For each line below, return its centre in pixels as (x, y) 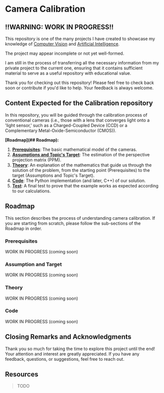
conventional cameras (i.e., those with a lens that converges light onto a (77, 120)
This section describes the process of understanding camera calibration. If (80, 218)
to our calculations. (31, 191)
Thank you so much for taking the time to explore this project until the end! (80, 349)
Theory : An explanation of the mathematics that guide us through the (82, 165)
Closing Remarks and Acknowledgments (68, 337)
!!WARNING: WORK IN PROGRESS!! (59, 27)
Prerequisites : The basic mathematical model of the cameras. (74, 149)
